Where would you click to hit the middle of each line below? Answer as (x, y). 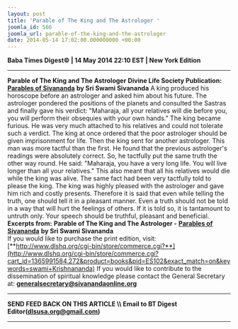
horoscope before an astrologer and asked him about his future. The (107, 96)
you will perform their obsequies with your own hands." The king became (114, 118)
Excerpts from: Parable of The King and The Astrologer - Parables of (110, 224)
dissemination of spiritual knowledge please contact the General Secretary (116, 276)
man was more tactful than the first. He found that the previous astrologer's (118, 149)
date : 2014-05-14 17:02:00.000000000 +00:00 (74, 40)
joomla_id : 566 (30, 27)
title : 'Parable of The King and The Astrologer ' (84, 21)
